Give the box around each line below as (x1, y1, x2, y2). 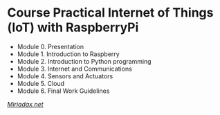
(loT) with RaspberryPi (7, 19, 139, 35)
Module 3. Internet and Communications (17, 64, 133, 73)
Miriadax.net (7, 100, 44, 108)
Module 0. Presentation (17, 42, 84, 51)
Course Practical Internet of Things (7, 5, 214, 21)
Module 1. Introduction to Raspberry (17, 50, 120, 58)
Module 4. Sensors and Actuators (17, 71, 113, 80)
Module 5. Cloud (17, 79, 64, 87)
